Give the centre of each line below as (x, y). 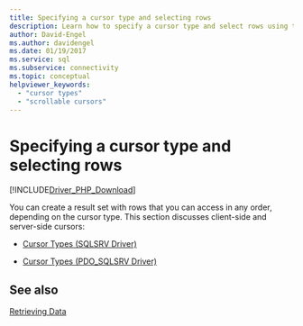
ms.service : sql (40, 59)
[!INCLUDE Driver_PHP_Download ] (73, 190)
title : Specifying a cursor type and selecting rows (110, 18)
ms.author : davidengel (52, 43)
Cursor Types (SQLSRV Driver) (79, 244)
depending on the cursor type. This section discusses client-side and (138, 217)
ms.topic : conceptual (50, 77)
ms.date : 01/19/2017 (48, 51)
